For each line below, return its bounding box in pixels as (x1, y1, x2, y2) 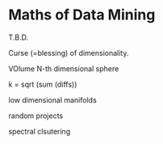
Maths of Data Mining (8, 6, 156, 24)
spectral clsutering (8, 126, 71, 136)
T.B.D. (8, 32, 29, 42)
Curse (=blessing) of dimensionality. (8, 48, 129, 57)
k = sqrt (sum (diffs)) (8, 79, 77, 89)
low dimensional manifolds (8, 95, 97, 104)
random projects (8, 111, 63, 121)
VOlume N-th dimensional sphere (8, 63, 119, 74)
